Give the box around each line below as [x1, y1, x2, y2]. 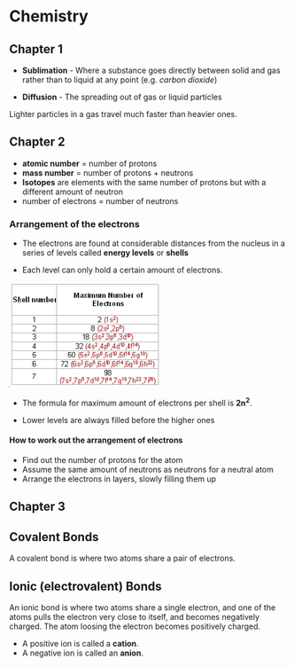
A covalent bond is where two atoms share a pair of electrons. [9, 553, 236, 564]
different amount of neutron [21, 186, 124, 197]
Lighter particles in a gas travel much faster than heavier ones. [9, 109, 237, 119]
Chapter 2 [9, 135, 66, 150]
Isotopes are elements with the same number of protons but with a [21, 177, 267, 187]
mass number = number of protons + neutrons [21, 167, 194, 178]
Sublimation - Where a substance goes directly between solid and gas [21, 65, 281, 75]
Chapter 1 [9, 42, 64, 57]
